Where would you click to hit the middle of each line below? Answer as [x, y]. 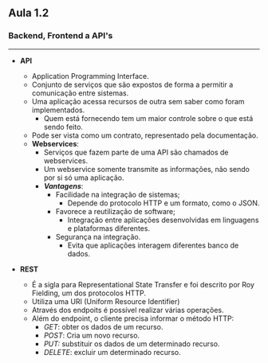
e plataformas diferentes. [108, 228]
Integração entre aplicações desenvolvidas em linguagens [163, 220]
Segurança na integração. [98, 236]
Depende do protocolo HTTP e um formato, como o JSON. [164, 203]
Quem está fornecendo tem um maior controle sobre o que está [148, 118]
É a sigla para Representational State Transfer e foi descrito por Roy [143, 284]
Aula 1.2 [29, 13]
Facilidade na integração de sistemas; [118, 194]
